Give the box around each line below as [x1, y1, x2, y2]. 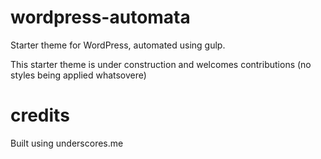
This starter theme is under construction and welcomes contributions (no [10, 58, 312, 70]
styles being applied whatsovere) [10, 69, 147, 81]
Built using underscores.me [10, 137, 124, 149]
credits [10, 104, 70, 127]
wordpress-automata [10, 6, 191, 29]
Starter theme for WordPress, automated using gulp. [10, 39, 226, 51]
